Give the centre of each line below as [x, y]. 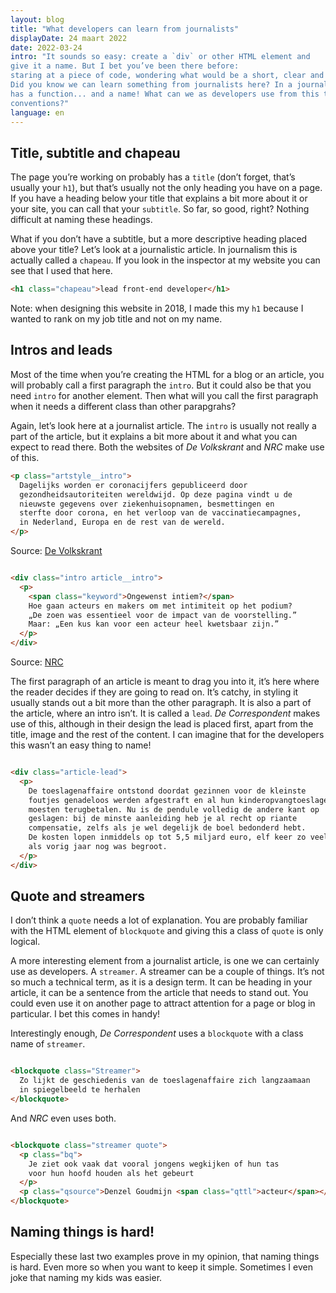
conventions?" [40, 103]
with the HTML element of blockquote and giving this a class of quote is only [167, 931]
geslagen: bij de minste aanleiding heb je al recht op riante [163, 819]
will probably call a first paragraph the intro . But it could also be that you [161, 385]
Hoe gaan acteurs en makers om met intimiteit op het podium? [160, 606]
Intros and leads [61, 350]
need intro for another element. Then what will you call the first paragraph [164, 395]
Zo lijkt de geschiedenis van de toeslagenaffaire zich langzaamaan [165, 1081]
